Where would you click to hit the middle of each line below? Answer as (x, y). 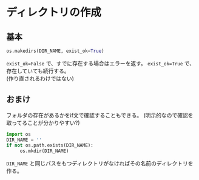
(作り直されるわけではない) (40, 78)
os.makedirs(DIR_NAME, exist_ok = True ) (55, 51)
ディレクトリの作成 (54, 12)
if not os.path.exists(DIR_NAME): (50, 145)
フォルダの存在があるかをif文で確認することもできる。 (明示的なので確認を (100, 115)
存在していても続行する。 (38, 71)
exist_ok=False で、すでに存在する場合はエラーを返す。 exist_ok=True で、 (101, 63)
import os (19, 134)
